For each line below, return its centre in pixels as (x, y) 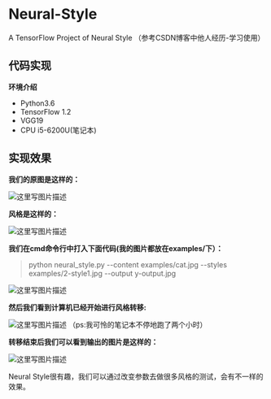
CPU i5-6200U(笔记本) (58, 130)
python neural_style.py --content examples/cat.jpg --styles (128, 264)
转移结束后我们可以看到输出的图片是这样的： (83, 341)
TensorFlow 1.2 (46, 111)
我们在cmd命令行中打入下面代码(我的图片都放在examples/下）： (116, 248)
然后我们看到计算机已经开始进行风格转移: (77, 307)
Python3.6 (37, 103)
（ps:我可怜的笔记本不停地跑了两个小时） (138, 324)
